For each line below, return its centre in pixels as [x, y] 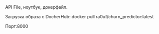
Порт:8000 [17, 26]
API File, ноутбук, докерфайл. [36, 7]
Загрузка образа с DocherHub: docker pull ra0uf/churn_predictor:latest [79, 17]
